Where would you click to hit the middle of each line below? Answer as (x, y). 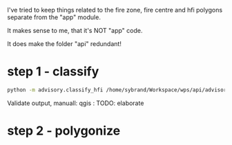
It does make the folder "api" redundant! (65, 44)
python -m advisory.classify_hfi (55, 90)
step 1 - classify (53, 72)
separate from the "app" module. (54, 17)
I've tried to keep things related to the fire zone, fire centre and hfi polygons (115, 10)
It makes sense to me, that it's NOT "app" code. (75, 31)
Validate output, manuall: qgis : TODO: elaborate (76, 103)
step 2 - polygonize (64, 131)
